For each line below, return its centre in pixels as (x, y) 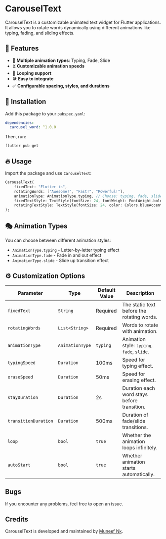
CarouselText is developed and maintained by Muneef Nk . (64, 531)
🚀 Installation (26, 102)
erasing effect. (139, 380)
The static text (139, 304)
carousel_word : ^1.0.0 (33, 127)
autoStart (19, 465)
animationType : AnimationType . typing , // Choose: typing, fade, (82, 196)
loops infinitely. (140, 447)
